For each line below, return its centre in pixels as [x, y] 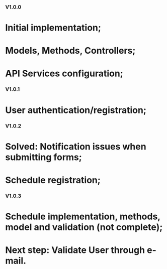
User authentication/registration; [76, 110]
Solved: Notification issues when [76, 146]
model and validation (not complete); [84, 227]
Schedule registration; [53, 180]
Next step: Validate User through [75, 250]
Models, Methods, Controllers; [70, 51]
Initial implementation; [53, 28]
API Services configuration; [64, 74]
